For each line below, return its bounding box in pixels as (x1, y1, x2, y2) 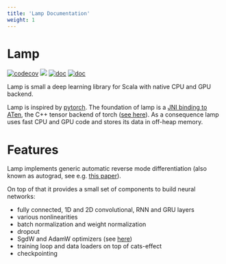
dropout (16, 228, 40, 236)
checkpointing (16, 250, 58, 258)
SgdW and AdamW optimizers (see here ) (16, 235, 132, 243)
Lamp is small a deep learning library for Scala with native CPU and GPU (7, 83, 211, 91)
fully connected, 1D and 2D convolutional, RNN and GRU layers (16, 206, 195, 214)
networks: (7, 193, 36, 201)
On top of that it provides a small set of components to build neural (7, 185, 196, 193)
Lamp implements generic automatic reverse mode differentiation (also (7, 165, 208, 173)
